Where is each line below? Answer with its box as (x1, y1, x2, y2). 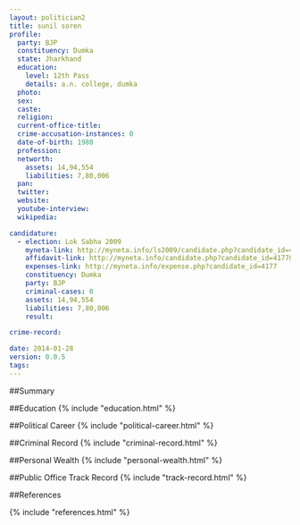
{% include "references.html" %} (9, 506, 131, 517)
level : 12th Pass (25, 72, 90, 80)
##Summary (9, 385, 55, 396)
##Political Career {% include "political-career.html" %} (9, 419, 214, 430)
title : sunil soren (9, 21, 82, 30)
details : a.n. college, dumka (25, 80, 138, 89)
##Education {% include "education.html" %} (9, 402, 176, 413)
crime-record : (9, 328, 62, 337)
